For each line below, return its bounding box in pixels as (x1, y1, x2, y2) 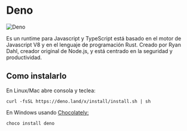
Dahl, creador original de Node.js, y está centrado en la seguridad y (6, 47, 173, 54)
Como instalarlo (6, 71, 67, 81)
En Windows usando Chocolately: (6, 108, 89, 116)
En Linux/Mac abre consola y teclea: (6, 87, 96, 94)
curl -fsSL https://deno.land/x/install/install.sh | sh (6, 98, 151, 104)
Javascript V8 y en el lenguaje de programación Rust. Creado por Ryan (6, 41, 181, 48)
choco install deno (6, 120, 55, 126)
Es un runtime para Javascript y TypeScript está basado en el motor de (6, 35, 182, 42)
